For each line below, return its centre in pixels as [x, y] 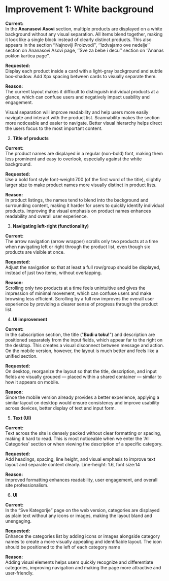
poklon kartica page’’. [28, 56]
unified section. [22, 356]
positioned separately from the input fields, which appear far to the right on [84, 340]
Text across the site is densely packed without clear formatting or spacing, [83, 433]
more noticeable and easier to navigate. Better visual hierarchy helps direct [84, 123]
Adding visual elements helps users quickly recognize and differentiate [79, 562]
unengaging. [19, 521]
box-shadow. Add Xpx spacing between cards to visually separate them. [81, 76]
